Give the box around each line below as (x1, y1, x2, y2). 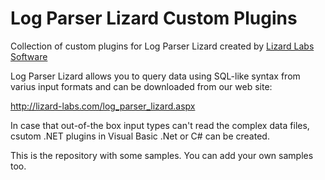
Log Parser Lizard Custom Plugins (10, 7, 298, 30)
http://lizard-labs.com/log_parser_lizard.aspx (10, 100, 196, 112)
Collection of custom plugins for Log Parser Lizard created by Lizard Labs (10, 40, 315, 52)
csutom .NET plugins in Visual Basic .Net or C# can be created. (10, 130, 270, 142)
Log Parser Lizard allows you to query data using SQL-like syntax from (10, 70, 301, 82)
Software (10, 50, 48, 62)
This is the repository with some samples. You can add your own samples (10, 149, 314, 161)
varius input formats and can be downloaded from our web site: (10, 80, 273, 92)
